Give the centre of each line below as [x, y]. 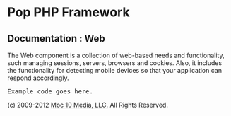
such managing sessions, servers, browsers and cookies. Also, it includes [115, 63]
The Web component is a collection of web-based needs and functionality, [116, 55]
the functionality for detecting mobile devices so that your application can [115, 70]
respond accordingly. [38, 78]
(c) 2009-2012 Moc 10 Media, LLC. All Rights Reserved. [88, 105]
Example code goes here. [50, 92]
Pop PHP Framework [69, 12]
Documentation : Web [56, 39]
